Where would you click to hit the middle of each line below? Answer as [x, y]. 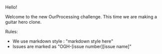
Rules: [12, 31]
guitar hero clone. [23, 22]
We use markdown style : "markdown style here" [63, 41]
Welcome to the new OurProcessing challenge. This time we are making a [81, 17]
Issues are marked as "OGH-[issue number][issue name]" [72, 46]
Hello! [11, 7]
